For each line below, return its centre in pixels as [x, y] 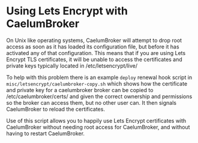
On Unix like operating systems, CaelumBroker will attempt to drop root [94, 40]
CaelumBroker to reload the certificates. [55, 109]
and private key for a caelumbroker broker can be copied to [80, 90]
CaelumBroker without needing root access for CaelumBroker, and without [98, 127]
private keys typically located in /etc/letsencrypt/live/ [72, 66]
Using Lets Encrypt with [67, 11]
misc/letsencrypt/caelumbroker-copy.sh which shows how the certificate [97, 83]
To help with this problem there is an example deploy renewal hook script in [99, 77]
